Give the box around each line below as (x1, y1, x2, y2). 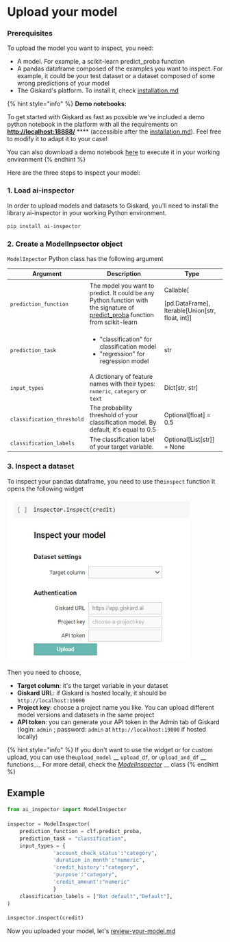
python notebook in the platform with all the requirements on (7, 121, 178, 129)
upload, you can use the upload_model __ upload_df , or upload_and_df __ (7, 753, 207, 761)
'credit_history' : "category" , (53, 864, 139, 871)
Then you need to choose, (7, 668, 81, 676)
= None (164, 443, 186, 451)
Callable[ (164, 286, 190, 294)
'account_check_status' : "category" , (53, 850, 157, 856)
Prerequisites (7, 29, 53, 38)
